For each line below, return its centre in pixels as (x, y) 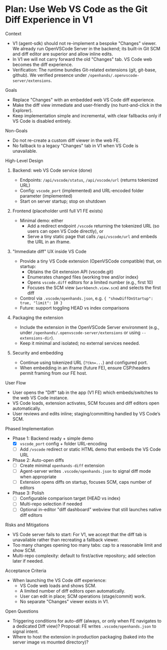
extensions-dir (35, 338)
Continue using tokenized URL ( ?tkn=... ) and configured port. (84, 362)
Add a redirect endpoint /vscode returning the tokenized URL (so (93, 226)
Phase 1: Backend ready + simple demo (53, 438)
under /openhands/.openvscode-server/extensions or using (80, 332)
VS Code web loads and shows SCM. (58, 586)
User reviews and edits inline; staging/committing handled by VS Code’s (86, 413)
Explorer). (22, 110)
